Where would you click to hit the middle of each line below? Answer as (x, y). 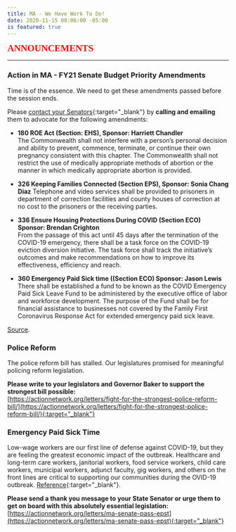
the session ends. (33, 98)
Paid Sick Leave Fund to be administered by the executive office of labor (122, 293)
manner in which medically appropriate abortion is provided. (104, 170)
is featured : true (34, 27)
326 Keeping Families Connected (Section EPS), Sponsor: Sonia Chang (123, 184)
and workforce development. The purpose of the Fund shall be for (113, 300)
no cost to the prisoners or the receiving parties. (87, 206)
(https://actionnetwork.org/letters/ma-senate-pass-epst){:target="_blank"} (116, 521)
